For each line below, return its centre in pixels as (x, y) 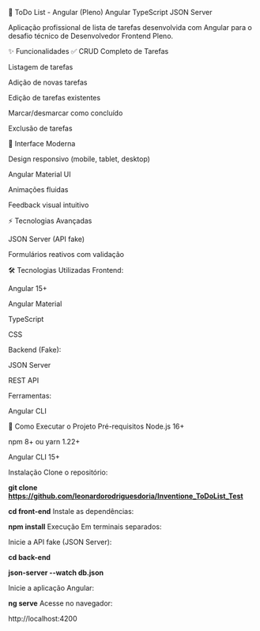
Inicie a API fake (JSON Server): (60, 542)
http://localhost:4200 (43, 618)
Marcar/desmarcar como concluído (66, 113)
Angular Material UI (40, 174)
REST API (24, 380)
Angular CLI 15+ (34, 457)
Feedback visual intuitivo (49, 205)
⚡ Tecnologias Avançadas (50, 221)
